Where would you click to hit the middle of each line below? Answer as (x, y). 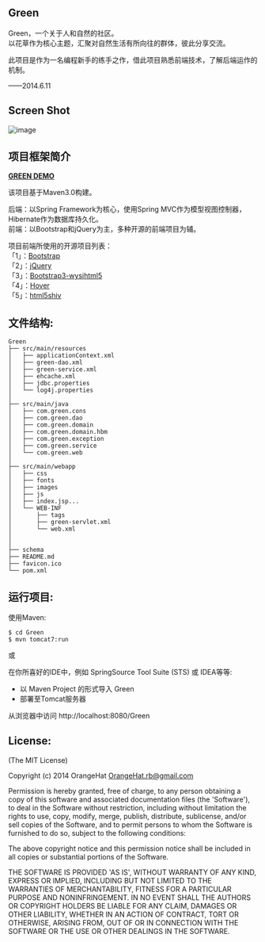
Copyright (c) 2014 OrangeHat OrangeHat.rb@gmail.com (101, 775)
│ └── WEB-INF (35, 508)
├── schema (26, 550)
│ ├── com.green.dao (45, 418)
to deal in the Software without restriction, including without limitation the (127, 807)
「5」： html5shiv (35, 296)
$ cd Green (26, 633)
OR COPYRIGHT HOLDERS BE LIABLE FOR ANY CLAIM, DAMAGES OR (123, 906)
